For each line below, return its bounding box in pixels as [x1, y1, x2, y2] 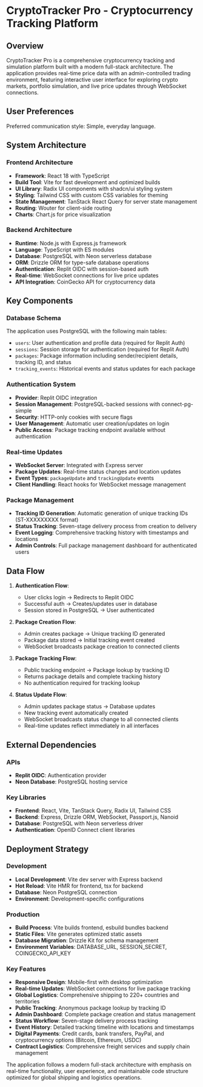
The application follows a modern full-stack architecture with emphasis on [6, 1061, 192, 1068]
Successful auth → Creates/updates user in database [24, 600, 158, 608]
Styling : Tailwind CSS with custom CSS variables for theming [15, 191, 168, 199]
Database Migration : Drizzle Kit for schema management [15, 937, 159, 944]
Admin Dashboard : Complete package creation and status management [15, 1011, 196, 1018]
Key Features [6, 965, 47, 973]
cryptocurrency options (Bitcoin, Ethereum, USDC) [15, 1037, 142, 1044]
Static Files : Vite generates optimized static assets [15, 931, 142, 938]
